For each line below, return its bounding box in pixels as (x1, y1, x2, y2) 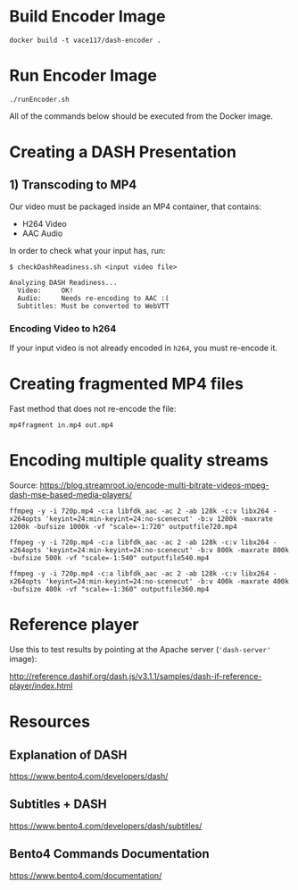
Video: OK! (17, 286, 74, 295)
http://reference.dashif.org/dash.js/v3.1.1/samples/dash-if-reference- (9, 670, 262, 681)
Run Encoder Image (9, 65, 158, 86)
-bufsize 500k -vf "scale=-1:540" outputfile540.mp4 (9, 554, 210, 563)
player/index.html (9, 680, 73, 691)
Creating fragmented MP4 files (9, 374, 244, 394)
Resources (9, 712, 91, 732)
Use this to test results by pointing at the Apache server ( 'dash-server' (9, 643, 271, 654)
